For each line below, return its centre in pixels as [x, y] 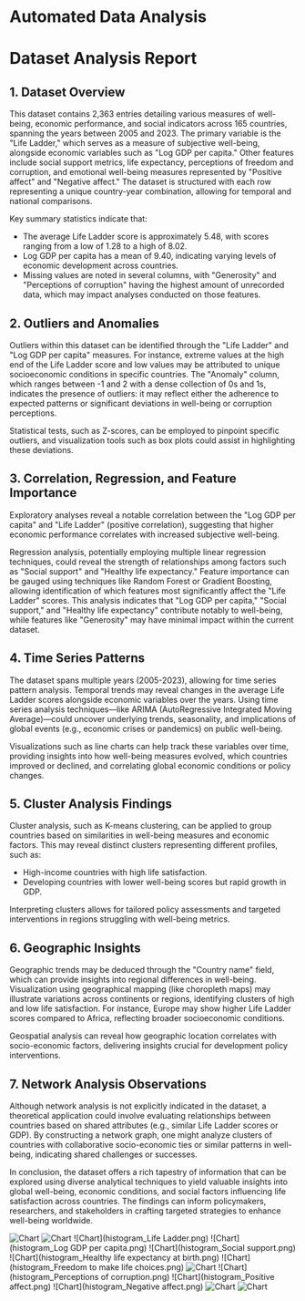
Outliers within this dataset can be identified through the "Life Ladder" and [149, 345]
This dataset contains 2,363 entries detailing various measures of [132, 114]
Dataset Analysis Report [103, 59]
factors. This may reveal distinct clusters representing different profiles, [144, 845]
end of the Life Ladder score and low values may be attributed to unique [145, 365]
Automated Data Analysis [108, 17]
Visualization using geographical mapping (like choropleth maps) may [140, 989]
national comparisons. [51, 201]
